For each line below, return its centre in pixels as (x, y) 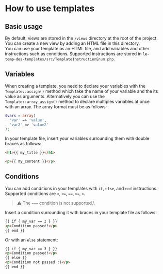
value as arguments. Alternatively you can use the (55, 96)
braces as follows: (23, 144)
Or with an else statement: (32, 240)
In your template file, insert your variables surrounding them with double (77, 138)
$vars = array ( (20, 116)
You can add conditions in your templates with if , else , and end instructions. (81, 188)
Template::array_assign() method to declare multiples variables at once (77, 101)
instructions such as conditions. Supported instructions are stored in (73, 54)
